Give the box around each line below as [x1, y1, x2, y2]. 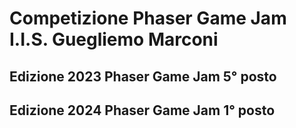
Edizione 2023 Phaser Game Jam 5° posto [9, 68, 277, 85]
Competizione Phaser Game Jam [9, 7, 287, 30]
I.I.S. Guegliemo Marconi [9, 28, 219, 51]
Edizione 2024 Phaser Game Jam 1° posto [9, 102, 276, 119]
